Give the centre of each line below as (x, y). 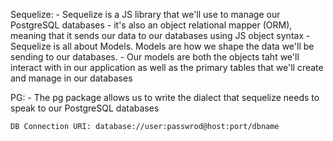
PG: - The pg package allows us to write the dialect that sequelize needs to (165, 97)
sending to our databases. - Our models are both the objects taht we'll (155, 57)
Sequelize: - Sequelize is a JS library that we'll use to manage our (145, 14)
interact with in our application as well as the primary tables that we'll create (167, 67)
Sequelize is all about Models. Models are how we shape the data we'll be (162, 46)
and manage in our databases (71, 78)
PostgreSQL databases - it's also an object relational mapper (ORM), (151, 25)
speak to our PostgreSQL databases (85, 108)
